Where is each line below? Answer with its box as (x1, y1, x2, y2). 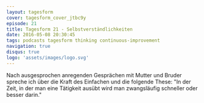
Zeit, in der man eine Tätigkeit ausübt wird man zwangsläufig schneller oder (6, 84, 198, 92)
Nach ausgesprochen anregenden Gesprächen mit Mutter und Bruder (6, 71, 182, 78)
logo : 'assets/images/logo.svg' (6, 55, 89, 61)
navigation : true (6, 44, 51, 50)
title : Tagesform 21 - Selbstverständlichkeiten (6, 26, 133, 32)
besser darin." (6, 91, 42, 98)
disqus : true (6, 49, 40, 55)
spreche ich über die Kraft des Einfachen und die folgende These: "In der (6, 78, 191, 85)
